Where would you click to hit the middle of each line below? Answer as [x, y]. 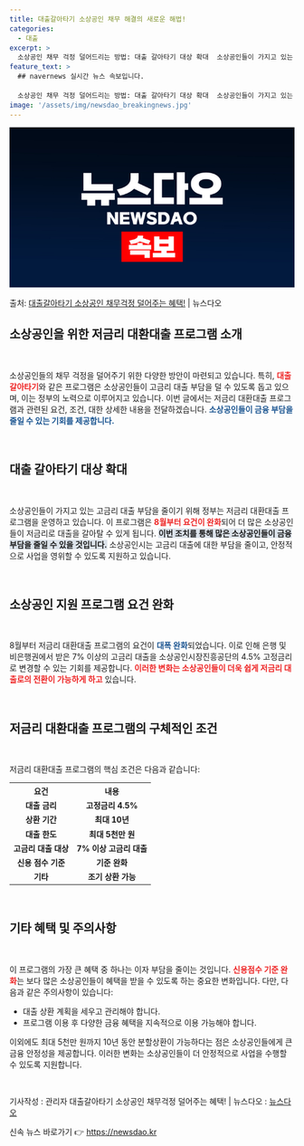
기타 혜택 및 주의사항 [63, 928]
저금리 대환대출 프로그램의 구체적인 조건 [114, 728]
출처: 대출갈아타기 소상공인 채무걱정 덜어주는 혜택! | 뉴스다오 [116, 303]
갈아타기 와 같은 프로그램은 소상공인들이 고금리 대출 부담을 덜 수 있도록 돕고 [141, 387]
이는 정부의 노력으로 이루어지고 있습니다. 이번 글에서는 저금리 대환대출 [144, 397]
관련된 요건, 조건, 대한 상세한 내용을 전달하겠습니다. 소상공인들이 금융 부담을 [160, 409]
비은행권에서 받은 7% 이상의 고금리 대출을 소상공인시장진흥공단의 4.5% [135, 657]
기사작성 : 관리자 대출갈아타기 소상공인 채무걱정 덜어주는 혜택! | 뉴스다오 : [138, 1101]
